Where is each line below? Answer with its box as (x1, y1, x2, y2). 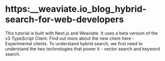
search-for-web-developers (5, 14, 124, 25)
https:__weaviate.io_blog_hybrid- (5, 3, 147, 15)
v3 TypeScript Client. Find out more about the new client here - (5, 35, 135, 41)
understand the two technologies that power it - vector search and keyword (5, 46, 160, 52)
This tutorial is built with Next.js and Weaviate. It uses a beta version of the (5, 30, 158, 36)
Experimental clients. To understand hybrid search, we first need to (5, 40, 143, 46)
